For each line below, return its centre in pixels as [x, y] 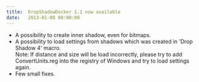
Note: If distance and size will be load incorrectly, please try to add [99, 54]
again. [23, 67]
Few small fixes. [35, 73]
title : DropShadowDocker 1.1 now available [63, 12]
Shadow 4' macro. [38, 48]
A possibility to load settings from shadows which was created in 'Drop [104, 41]
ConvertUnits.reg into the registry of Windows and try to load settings [102, 61]
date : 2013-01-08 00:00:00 [43, 18]
